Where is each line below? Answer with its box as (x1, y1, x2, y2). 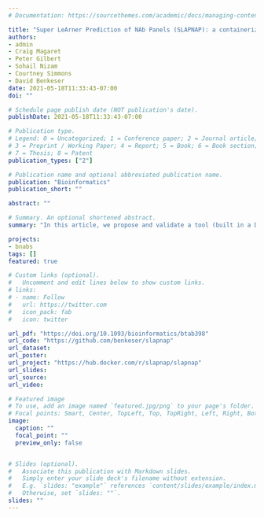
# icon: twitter (8, 316, 68, 323)
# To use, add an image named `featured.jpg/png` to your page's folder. (8, 402, 255, 410)
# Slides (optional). (8, 460, 79, 468)
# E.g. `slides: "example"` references (8, 482, 146, 490)
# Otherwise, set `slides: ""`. (8, 489, 122, 497)
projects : (8, 235, 41, 243)
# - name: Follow (8, 294, 65, 301)
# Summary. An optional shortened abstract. (8, 214, 156, 222)
